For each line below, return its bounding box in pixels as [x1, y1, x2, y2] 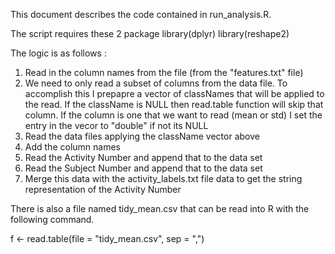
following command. [10, 214, 95, 225]
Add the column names [24, 141, 121, 153]
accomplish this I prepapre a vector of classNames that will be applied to [24, 88, 325, 99]
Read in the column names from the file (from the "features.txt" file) [24, 67, 304, 78]
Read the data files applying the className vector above [24, 130, 260, 142]
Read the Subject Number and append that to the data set [24, 162, 263, 174]
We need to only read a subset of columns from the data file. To [24, 77, 288, 89]
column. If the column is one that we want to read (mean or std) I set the [24, 109, 323, 121]
